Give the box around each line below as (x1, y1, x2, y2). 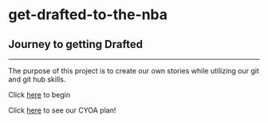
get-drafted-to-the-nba (8, 6, 168, 24)
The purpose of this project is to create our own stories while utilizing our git (8, 66, 259, 75)
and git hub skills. (8, 74, 66, 84)
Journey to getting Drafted (8, 38, 144, 51)
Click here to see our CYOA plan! (8, 105, 116, 115)
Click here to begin (8, 90, 70, 99)
